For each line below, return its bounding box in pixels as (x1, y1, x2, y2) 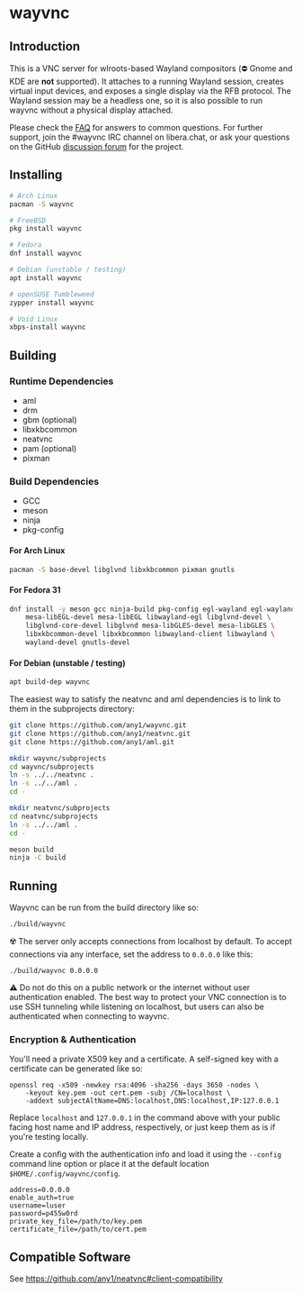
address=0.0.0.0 (9, 1186, 70, 1195)
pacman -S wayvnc (9, 199, 75, 209)
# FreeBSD (9, 215, 47, 225)
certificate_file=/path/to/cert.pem (9, 1225, 147, 1234)
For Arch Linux (9, 544, 66, 556)
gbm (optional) (22, 414, 78, 425)
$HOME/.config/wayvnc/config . (9, 1168, 121, 1179)
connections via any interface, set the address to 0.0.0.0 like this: (9, 949, 253, 960)
